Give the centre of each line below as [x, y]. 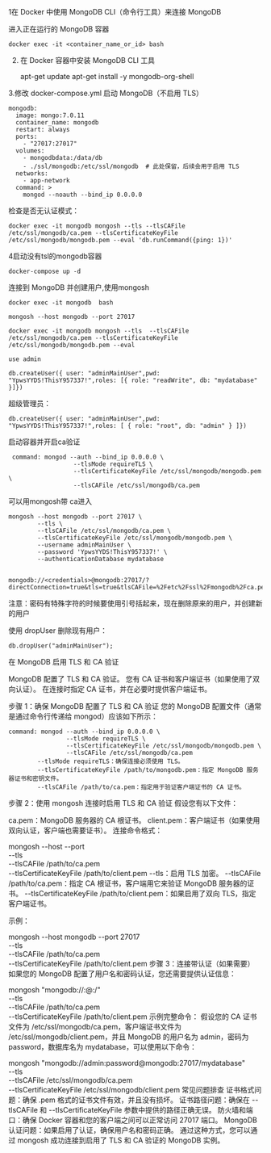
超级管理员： [29, 403]
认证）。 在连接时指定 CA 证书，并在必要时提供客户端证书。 [113, 689]
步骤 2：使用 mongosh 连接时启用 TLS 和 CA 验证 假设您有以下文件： [123, 803]
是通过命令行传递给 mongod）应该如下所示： [83, 716]
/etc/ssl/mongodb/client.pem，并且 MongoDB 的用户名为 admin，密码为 [129, 1037]
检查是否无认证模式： [44, 211]
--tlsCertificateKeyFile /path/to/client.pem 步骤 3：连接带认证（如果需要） [131, 964]
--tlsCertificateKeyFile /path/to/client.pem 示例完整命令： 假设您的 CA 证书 [133, 1017]
